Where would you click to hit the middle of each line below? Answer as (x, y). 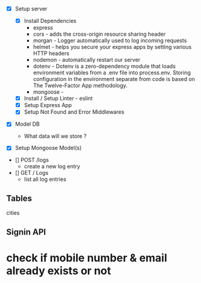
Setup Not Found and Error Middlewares (74, 112)
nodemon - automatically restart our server (87, 60)
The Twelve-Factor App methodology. (80, 86)
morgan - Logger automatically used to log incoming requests (110, 41)
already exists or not (59, 271)
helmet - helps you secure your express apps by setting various (112, 47)
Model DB (27, 124)
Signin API (26, 232)
